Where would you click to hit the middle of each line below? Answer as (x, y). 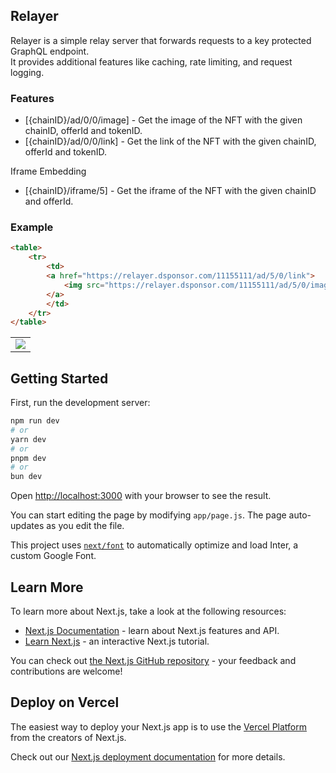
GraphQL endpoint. (50, 51)
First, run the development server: (80, 403)
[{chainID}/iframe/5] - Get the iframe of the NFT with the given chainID (170, 191)
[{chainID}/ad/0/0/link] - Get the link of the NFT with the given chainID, (170, 141)
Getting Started (59, 378)
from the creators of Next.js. (68, 737)
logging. (27, 72)
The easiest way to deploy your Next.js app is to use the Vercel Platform (159, 726)
